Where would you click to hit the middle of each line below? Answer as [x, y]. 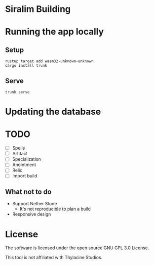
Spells [19, 148]
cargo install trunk [26, 66]
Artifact [20, 154]
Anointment [24, 165]
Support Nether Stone [35, 204]
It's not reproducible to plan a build [55, 209]
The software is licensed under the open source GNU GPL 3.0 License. [77, 248]
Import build [24, 176]
